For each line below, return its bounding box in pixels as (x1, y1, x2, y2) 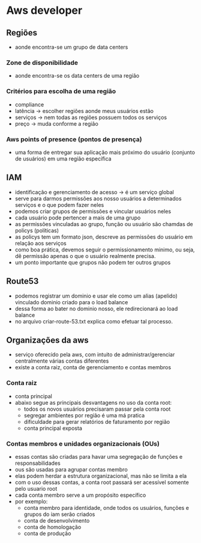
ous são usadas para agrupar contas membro (14, 465, 128, 473)
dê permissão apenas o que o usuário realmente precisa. (14, 252, 156, 259)
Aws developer (6, 4, 83, 17)
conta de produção (23, 530, 71, 537)
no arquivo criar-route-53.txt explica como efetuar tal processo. (14, 318, 173, 325)
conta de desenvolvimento (23, 517, 90, 524)
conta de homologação (23, 523, 82, 530)
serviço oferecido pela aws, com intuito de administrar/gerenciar (14, 351, 175, 358)
